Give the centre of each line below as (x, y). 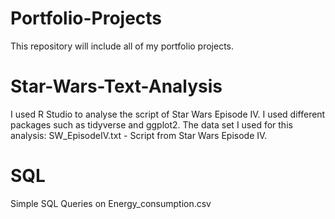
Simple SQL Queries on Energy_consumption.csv (111, 203)
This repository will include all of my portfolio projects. (122, 46)
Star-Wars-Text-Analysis (116, 86)
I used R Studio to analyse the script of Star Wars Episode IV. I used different (168, 114)
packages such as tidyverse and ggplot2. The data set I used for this (151, 124)
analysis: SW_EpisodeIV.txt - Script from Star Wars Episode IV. (139, 135)
